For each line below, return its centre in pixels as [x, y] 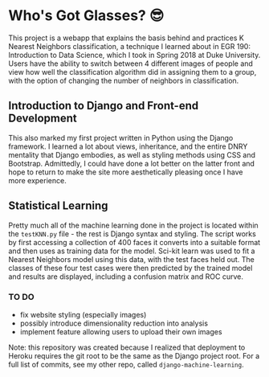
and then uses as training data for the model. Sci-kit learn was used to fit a [132, 251]
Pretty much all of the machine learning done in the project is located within [133, 225]
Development [43, 119]
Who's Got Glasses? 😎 [86, 16]
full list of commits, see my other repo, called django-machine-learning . [126, 364]
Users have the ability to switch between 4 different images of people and [130, 64]
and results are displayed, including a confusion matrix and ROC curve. [126, 277]
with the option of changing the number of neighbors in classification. [124, 80]
